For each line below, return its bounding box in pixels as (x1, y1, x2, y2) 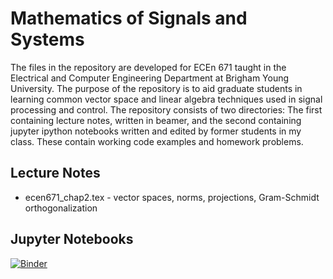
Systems (10, 28, 85, 51)
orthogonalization (24, 202, 98, 214)
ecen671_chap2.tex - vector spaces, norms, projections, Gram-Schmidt (24, 191, 320, 203)
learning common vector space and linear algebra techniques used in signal (10, 93, 323, 105)
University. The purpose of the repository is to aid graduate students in (10, 82, 303, 94)
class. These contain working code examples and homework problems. (10, 135, 304, 147)
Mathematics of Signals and (10, 7, 248, 30)
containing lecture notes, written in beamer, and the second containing (10, 114, 302, 126)
